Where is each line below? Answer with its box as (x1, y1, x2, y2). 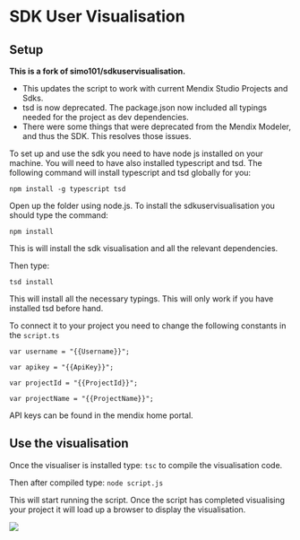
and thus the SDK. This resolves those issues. (21, 131, 192, 141)
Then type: (9, 260, 50, 271)
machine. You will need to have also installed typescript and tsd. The (9, 158, 262, 168)
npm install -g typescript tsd (9, 185, 126, 194)
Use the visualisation (9, 436, 129, 451)
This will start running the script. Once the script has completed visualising (9, 494, 285, 505)
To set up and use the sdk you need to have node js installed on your (9, 148, 264, 159)
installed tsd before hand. (9, 303, 104, 313)
